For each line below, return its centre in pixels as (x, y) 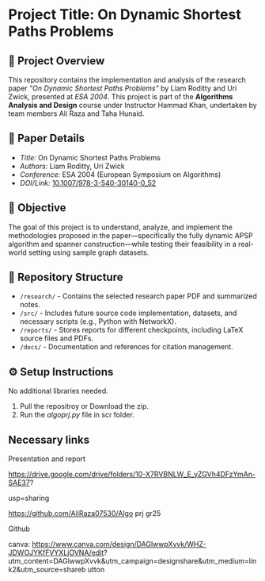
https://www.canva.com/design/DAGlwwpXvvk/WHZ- (119, 544)
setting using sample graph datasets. (89, 252)
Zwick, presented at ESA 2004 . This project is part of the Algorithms (121, 96)
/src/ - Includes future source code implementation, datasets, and (128, 313)
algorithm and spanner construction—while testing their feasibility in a (122, 244)
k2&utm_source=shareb (47, 570)
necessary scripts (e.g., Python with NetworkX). (98, 321)
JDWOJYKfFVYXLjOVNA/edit (56, 552)
